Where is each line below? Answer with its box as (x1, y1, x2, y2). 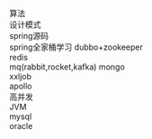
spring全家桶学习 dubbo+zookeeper (9, 42, 144, 52)
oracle (9, 121, 33, 131)
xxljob (9, 71, 32, 81)
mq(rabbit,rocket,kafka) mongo (9, 61, 126, 72)
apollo (9, 80, 33, 91)
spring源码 (9, 31, 49, 41)
